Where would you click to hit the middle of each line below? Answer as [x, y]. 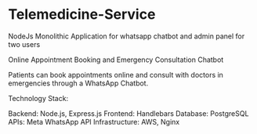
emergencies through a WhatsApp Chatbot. [78, 83]
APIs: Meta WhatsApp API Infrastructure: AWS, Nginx [94, 121]
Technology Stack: [38, 98]
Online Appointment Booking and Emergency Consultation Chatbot [116, 60]
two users [24, 44]
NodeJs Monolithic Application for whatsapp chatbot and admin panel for [127, 36]
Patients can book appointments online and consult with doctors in [116, 74]
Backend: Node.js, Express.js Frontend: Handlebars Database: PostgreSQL [128, 113]
